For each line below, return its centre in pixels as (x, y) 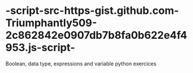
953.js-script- (40, 48)
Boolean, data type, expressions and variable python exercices (81, 63)
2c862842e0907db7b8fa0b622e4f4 (96, 35)
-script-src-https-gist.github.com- (92, 11)
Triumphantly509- (51, 23)
